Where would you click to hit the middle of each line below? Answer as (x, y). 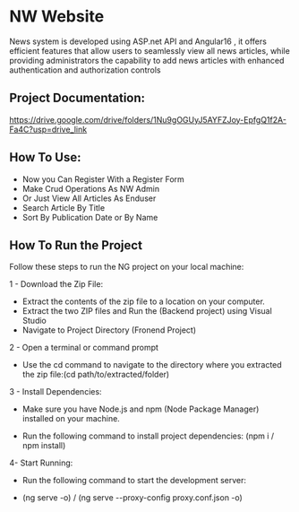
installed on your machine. (71, 419)
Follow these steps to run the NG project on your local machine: (127, 267)
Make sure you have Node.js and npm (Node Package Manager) (141, 409)
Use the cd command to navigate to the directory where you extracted (152, 365)
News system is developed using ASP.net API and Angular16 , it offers (138, 41)
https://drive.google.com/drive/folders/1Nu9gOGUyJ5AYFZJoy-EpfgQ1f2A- (148, 119)
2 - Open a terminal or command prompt (84, 348)
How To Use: (45, 157)
